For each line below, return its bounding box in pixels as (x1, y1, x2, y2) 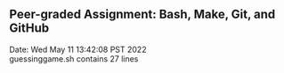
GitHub (9, 21, 50, 36)
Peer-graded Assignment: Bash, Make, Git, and (9, 7, 276, 22)
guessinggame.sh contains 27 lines (9, 53, 139, 64)
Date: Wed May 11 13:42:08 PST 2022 (9, 44, 147, 55)
